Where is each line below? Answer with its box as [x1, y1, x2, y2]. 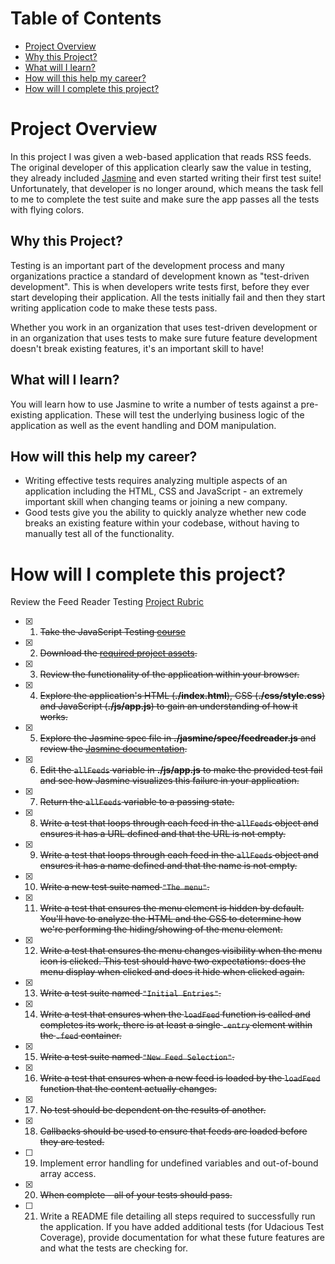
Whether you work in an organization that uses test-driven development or [10, 321, 318, 333]
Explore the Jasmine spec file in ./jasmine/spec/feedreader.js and [39, 732, 317, 744]
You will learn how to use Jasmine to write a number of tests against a [10, 398, 299, 410]
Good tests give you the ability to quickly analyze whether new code [24, 507, 307, 519]
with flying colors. [10, 203, 85, 216]
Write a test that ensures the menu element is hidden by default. [39, 902, 305, 914]
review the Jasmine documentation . [39, 743, 188, 755]
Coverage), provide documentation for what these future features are [39, 1232, 326, 1244]
